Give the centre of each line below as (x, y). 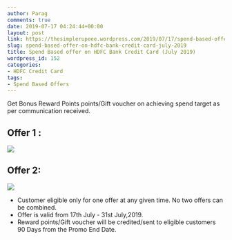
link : (15, 39)
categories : (24, 65)
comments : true (29, 20)
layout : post (26, 33)
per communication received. (49, 111)
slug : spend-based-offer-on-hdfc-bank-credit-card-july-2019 (97, 46)
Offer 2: (24, 171)
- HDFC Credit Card (35, 71)
